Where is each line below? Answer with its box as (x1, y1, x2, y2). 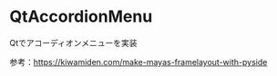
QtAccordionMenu (9, 6, 153, 27)
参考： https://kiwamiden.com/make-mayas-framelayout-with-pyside (9, 56, 268, 67)
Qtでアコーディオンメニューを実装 (9, 37, 138, 48)
